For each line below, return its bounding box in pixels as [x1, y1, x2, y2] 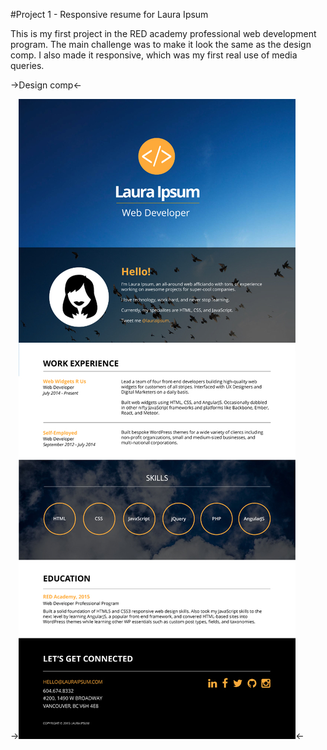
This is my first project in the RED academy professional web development [10, 28, 317, 39]
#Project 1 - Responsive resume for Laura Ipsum [10, 9, 209, 20]
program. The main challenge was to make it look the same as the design [10, 39, 312, 50]
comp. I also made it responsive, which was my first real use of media [10, 49, 298, 61]
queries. [10, 60, 45, 71]
